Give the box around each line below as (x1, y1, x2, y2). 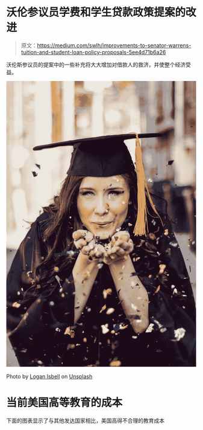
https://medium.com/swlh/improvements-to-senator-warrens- (37, 42, 192, 49)
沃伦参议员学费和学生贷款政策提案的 (6, 5, 186, 19)
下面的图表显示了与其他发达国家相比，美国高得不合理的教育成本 (6, 417, 164, 424)
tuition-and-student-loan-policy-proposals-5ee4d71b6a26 (20, 48, 166, 56)
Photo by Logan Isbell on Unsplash (6, 373, 93, 380)
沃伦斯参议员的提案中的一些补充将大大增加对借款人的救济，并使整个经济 (6, 61, 186, 68)
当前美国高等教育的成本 (6, 396, 123, 409)
